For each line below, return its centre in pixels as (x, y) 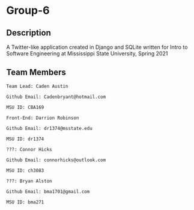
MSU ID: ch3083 (25, 170)
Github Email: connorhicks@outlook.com (56, 160)
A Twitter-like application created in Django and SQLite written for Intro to (97, 47)
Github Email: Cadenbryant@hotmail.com (56, 97)
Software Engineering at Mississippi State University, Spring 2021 (87, 54)
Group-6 (28, 11)
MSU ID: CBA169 (25, 107)
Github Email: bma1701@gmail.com (48, 191)
